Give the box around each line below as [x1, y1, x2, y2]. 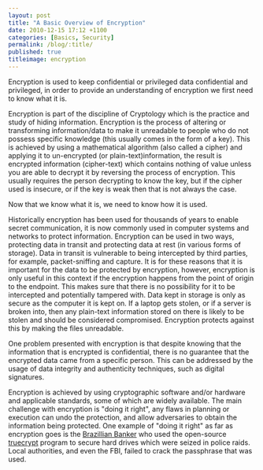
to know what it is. [8, 94, 68, 103]
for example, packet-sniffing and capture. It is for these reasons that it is [8, 257, 243, 266]
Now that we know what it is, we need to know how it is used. [8, 199, 208, 209]
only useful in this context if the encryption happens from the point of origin [8, 273, 254, 283]
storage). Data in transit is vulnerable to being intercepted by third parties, [8, 248, 248, 257]
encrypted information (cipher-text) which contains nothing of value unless [8, 159, 252, 168]
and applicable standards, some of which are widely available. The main [8, 395, 243, 405]
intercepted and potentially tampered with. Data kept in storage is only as [8, 290, 246, 299]
